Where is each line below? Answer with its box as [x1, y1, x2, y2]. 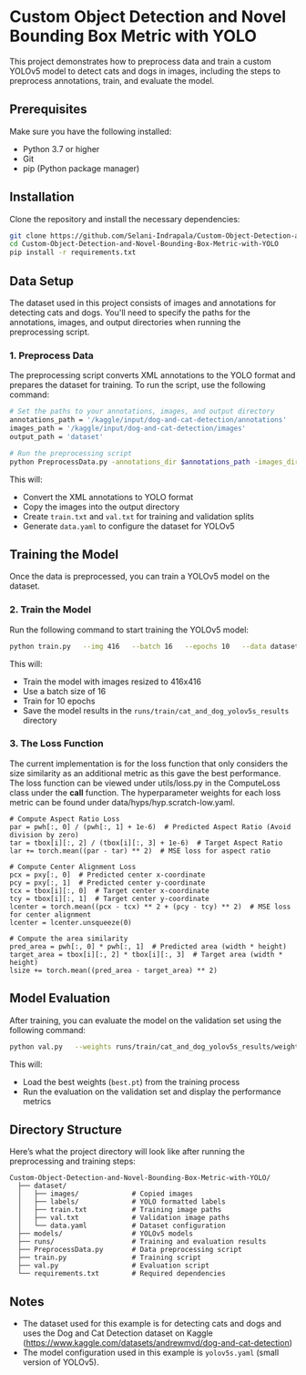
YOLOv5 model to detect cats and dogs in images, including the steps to [9, 66, 280, 77]
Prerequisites [9, 102, 87, 118]
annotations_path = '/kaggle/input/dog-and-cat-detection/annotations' [9, 416, 287, 425]
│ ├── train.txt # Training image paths [17, 1206, 222, 1215]
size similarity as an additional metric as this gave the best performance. [9, 767, 281, 778]
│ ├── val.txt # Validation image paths [17, 1214, 230, 1223]
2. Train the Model [9, 603, 92, 616]
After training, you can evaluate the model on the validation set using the [9, 1014, 282, 1026]
